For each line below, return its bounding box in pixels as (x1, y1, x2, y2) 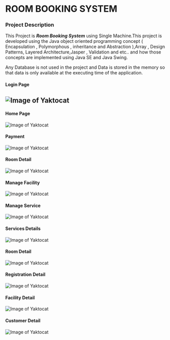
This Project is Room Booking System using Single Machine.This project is (5, 33, 162, 39)
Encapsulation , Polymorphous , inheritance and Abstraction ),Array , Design (5, 44, 165, 50)
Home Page (5, 111, 31, 117)
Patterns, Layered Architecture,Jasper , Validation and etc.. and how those (5, 49, 161, 55)
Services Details (5, 225, 41, 232)
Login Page (5, 82, 30, 88)
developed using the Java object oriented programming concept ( (5, 38, 144, 44)
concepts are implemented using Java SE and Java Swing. (5, 55, 128, 61)
